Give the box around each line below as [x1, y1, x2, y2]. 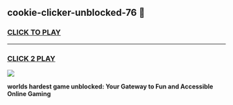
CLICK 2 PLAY [7, 53, 55, 63]
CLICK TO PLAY [7, 28, 61, 37]
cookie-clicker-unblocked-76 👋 [7, 7, 146, 19]
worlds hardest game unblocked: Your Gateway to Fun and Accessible [7, 82, 214, 90]
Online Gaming [7, 89, 51, 97]
